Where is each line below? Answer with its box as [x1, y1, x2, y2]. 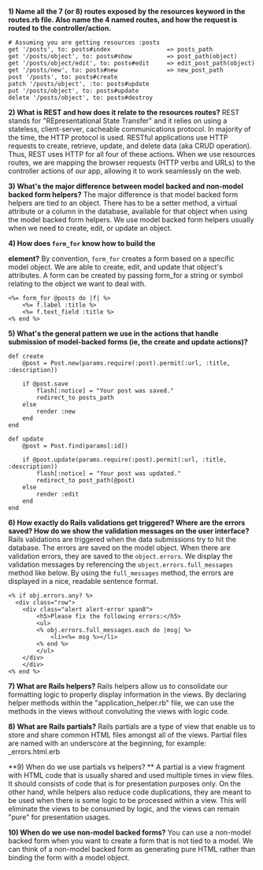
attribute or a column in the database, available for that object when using [8, 206, 248, 216]
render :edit [36, 490, 80, 498]
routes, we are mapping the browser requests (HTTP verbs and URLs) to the [8, 158, 256, 167]
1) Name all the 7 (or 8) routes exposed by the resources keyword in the [8, 7, 246, 16]
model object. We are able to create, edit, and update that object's [8, 262, 223, 271]
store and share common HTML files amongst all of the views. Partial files [8, 731, 247, 739]
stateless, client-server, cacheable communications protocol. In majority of [8, 125, 251, 133]
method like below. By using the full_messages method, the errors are [8, 568, 234, 578]
